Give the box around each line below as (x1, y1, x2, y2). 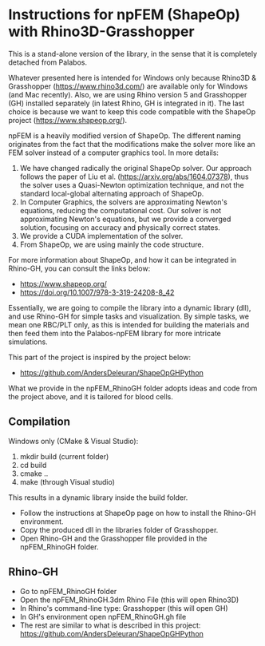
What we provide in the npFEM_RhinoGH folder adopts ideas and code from (8, 383, 258, 393)
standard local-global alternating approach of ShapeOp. (19, 188, 204, 198)
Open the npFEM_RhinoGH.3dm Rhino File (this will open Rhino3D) (19, 595, 239, 604)
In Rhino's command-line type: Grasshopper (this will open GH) (19, 603, 229, 612)
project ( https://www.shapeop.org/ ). (8, 115, 128, 125)
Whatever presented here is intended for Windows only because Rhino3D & (8, 73, 257, 82)
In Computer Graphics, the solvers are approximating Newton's (19, 197, 227, 207)
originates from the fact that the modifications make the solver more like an (8, 139, 255, 149)
